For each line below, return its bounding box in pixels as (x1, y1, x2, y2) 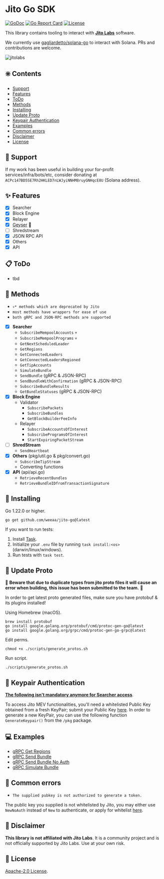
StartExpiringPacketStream (27, 437, 84, 442)
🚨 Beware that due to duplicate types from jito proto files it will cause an (5, 579, 157, 586)
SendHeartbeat (19, 448, 49, 453)
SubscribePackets (27, 405, 63, 411)
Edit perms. (5, 637, 29, 643)
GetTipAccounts (19, 363, 51, 368)
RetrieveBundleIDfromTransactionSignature (19, 481, 110, 486)
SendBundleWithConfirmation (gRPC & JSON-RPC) (19, 378, 122, 384)
